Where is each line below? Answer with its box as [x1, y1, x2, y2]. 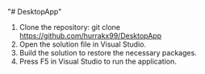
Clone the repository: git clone [19, 23, 120, 31]
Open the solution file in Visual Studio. [19, 39, 147, 49]
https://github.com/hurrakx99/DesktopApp [19, 31, 162, 40]
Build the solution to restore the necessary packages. [19, 48, 197, 57]
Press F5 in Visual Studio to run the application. [19, 56, 177, 66]
